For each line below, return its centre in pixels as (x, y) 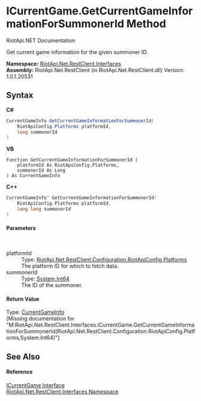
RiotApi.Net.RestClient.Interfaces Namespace (62, 391)
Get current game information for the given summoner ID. (77, 52)
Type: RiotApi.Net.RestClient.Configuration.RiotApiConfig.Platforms (104, 259)
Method (146, 24)
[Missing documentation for (40, 319)
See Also (23, 356)
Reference (19, 372)
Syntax (20, 95)
